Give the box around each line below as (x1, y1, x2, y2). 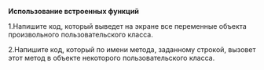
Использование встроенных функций (8, 7, 139, 16)
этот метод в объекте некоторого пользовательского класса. (8, 54, 215, 62)
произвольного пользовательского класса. (8, 30, 153, 39)
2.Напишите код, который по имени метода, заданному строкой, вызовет (8, 45, 256, 54)
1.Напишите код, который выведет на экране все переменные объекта (8, 22, 247, 30)
